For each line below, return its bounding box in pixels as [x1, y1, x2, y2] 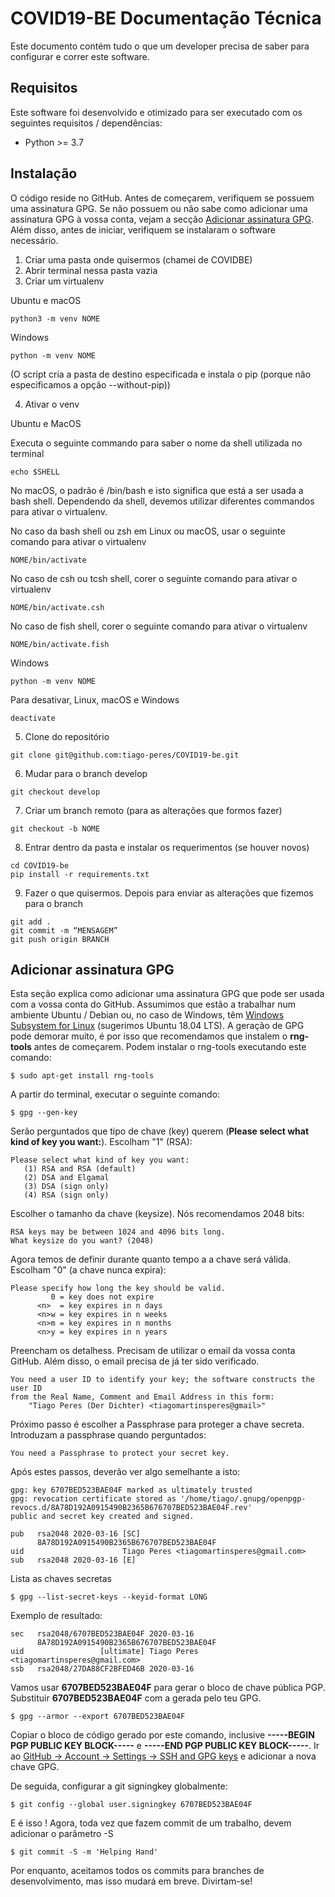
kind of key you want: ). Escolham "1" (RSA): [10, 1136, 193, 1148]
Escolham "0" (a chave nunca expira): [10, 1264, 167, 1276]
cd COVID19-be [10, 860, 70, 871]
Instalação [10, 165, 78, 182]
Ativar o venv [24, 398, 80, 410]
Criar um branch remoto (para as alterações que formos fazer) [24, 804, 283, 816]
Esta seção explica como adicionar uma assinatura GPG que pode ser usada [10, 988, 325, 1000]
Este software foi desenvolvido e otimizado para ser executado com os [10, 106, 303, 118]
